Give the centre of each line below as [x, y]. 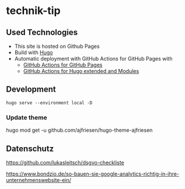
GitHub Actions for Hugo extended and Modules [81, 71]
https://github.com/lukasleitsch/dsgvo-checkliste [65, 162]
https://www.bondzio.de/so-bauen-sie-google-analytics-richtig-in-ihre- [93, 174]
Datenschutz [30, 148]
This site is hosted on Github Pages [57, 46]
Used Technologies [42, 32]
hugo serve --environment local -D [49, 103]
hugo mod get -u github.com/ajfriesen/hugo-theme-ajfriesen [79, 130]
